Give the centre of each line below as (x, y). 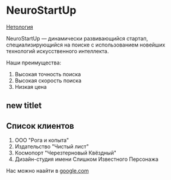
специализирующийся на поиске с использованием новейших (86, 45)
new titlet (24, 106)
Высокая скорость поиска (48, 80)
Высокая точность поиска (48, 74)
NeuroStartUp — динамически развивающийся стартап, (77, 38)
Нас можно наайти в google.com (47, 171)
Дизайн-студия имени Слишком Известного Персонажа (86, 159)
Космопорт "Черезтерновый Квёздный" (66, 153)
